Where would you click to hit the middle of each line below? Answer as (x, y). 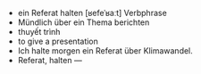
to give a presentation (58, 41)
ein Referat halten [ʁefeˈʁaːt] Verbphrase (92, 13)
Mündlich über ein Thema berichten (84, 22)
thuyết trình (39, 32)
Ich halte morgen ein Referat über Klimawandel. (105, 51)
